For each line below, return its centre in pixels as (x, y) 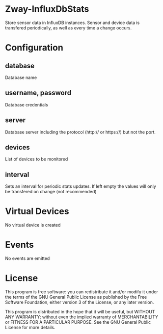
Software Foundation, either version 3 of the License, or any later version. (80, 302)
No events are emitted (27, 258)
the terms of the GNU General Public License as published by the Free (76, 297)
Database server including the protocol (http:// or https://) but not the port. (81, 132)
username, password (38, 93)
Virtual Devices (37, 211)
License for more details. (30, 327)
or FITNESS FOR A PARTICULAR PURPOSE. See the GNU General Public (78, 322)
